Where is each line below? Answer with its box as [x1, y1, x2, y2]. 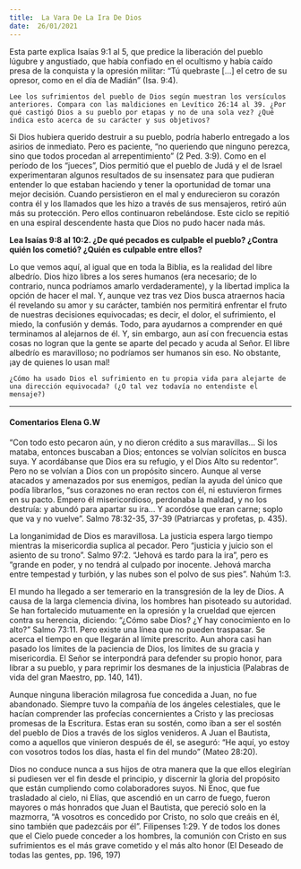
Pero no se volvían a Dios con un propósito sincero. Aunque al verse [9, 465, 262, 476]
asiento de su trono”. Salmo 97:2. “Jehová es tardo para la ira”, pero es [9, 549, 269, 561]
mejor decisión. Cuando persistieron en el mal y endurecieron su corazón [9, 188, 280, 199]
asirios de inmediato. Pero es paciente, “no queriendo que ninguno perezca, [9, 141, 290, 152]
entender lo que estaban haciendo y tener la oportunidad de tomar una [9, 178, 271, 189]
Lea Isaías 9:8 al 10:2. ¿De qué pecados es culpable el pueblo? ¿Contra [9, 234, 279, 245]
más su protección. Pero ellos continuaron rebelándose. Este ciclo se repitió [9, 207, 289, 218]
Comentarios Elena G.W [9, 417, 100, 428]
